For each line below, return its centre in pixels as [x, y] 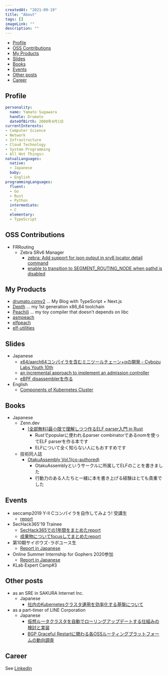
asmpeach [23, 317]
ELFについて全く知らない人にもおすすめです [80, 448]
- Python [19, 201]
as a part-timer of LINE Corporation [49, 610]
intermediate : [24, 205]
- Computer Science [26, 131]
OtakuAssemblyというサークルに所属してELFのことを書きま [97, 466]
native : [18, 163]
